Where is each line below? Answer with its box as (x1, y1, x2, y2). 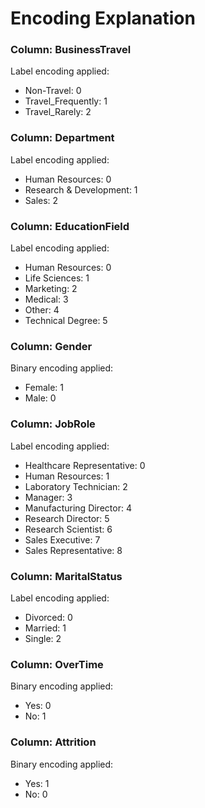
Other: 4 (24, 304, 60, 316)
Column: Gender (10, 340, 93, 353)
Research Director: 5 (24, 512, 110, 524)
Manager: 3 (24, 491, 73, 503)
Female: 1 (24, 382, 65, 394)
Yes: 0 (24, 700, 52, 712)
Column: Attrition (10, 735, 97, 749)
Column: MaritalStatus (10, 569, 123, 583)
